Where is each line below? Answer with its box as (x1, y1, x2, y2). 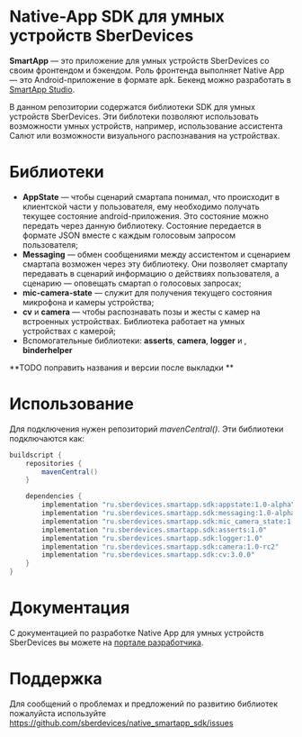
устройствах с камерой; (22, 325, 117, 336)
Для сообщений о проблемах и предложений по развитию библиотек (9, 698, 279, 709)
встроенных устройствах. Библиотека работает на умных (22, 315, 245, 326)
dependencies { (25, 492, 83, 501)
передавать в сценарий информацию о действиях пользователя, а (22, 268, 280, 278)
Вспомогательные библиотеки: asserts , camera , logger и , (22, 335, 247, 346)
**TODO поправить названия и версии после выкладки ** (9, 362, 235, 373)
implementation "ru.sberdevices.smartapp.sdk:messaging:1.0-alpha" (41, 509, 299, 518)
